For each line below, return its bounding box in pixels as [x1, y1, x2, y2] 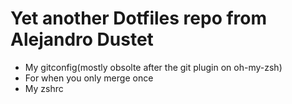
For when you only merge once [24, 72, 154, 84]
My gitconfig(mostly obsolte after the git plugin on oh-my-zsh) [24, 61, 283, 73]
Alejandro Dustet [10, 28, 154, 51]
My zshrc [24, 82, 64, 94]
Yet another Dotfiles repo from [10, 7, 268, 30]
